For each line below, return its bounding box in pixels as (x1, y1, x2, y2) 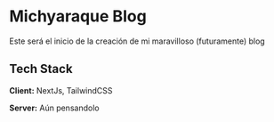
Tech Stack (9, 61, 73, 77)
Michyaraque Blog (9, 6, 147, 27)
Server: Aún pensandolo (9, 102, 100, 113)
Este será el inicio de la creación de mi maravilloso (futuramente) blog (9, 36, 265, 46)
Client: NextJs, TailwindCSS (9, 85, 113, 95)
